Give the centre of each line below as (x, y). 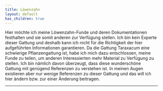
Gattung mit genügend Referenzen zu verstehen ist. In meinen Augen (74, 69)
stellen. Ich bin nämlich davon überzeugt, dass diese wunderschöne (73, 63)
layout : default (21, 14)
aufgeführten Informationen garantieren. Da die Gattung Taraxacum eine (77, 48)
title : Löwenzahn (23, 9)
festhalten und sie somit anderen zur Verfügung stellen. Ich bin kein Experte (81, 37)
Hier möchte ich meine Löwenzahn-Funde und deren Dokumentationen (76, 33)
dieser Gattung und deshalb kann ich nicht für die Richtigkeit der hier (74, 43)
